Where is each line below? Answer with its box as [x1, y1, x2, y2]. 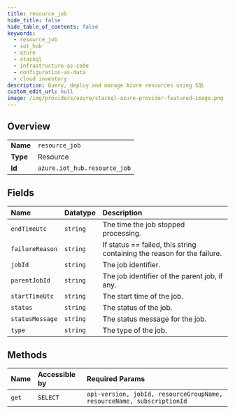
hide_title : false [7, 17, 61, 24]
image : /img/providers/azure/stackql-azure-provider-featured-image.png [7, 95, 224, 102]
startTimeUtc [10, 292, 55, 300]
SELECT [37, 394, 59, 402]
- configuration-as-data [13, 69, 86, 76]
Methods [7, 349, 48, 361]
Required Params [86, 374, 145, 384]
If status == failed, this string [102, 239, 197, 249]
